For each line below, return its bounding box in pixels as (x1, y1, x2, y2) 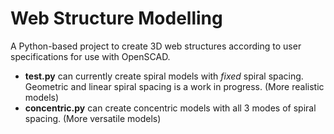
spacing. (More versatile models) (24, 112, 162, 124)
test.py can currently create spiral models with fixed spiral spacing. (24, 70, 304, 82)
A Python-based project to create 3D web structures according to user (10, 40, 302, 52)
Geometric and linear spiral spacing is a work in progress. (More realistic (24, 80, 325, 92)
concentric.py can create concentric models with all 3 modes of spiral (24, 102, 317, 114)
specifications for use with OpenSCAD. (10, 50, 171, 62)
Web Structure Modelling (10, 7, 223, 30)
